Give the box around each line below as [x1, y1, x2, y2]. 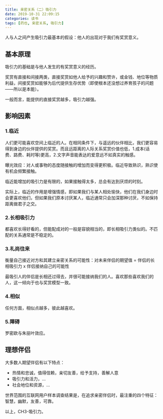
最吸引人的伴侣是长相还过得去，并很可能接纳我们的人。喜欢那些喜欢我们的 [5, 274, 154, 279]
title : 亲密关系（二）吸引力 [5, 7, 57, 12]
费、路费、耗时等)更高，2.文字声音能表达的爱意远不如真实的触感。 [5, 152, 138, 157]
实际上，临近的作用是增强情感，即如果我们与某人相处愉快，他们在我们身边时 [5, 188, 158, 194]
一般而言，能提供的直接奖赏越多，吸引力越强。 [5, 96, 98, 102]
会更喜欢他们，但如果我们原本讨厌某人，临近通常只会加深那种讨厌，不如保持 [5, 195, 158, 201]
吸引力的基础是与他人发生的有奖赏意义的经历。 [5, 64, 98, 70]
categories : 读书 [5, 16, 39, 21]
